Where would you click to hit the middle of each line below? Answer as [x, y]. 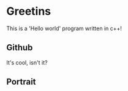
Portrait [21, 82]
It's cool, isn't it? [27, 62]
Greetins [29, 11]
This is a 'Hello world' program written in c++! [64, 28]
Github [20, 48]
